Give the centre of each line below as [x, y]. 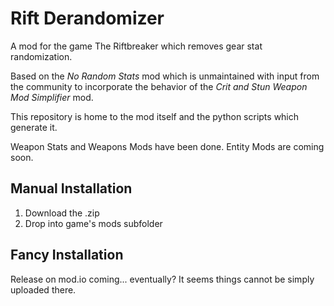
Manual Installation [71, 188]
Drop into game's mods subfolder [93, 223]
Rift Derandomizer [87, 18]
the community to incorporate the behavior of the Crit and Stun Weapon [159, 86]
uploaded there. [43, 289]
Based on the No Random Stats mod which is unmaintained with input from [165, 76]
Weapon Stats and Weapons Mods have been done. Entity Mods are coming [167, 146]
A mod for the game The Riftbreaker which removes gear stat [136, 46]
